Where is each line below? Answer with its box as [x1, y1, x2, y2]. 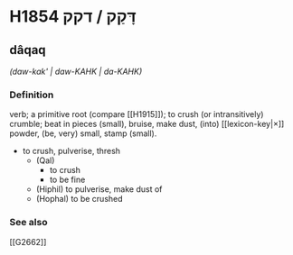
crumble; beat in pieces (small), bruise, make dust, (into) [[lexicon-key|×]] [9, 119, 285, 130]
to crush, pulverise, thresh [22, 146, 120, 157]
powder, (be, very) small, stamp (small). [9, 128, 157, 139]
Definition [9, 88, 54, 101]
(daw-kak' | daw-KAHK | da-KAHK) [9, 66, 143, 77]
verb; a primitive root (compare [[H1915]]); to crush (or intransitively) [9, 109, 264, 120]
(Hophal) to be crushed [35, 194, 124, 205]
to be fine [49, 174, 86, 186]
